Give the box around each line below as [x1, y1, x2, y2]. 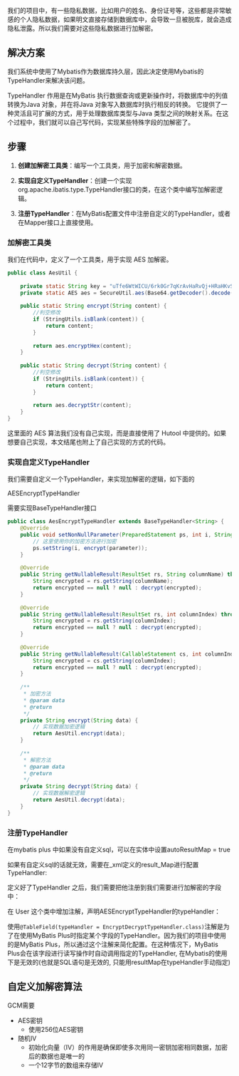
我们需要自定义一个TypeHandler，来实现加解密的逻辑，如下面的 [7, 475, 195, 483]
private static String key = [20, 282, 107, 290]
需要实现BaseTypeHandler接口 [7, 504, 97, 512]
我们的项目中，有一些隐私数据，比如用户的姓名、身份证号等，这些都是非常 [7, 6, 225, 14]
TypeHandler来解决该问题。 [7, 76, 89, 84]
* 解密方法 [23, 756, 51, 764]
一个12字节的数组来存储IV [28, 1060, 104, 1069]
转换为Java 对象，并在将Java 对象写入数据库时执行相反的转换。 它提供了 [7, 100, 222, 108]
